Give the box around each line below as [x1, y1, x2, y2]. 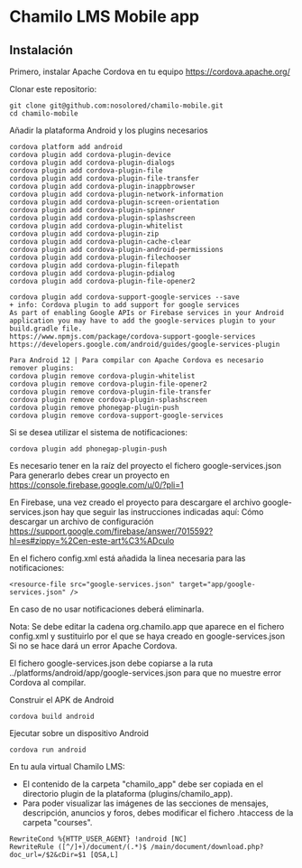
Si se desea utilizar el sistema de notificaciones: [9, 427, 188, 437]
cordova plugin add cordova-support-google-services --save [9, 293, 241, 302]
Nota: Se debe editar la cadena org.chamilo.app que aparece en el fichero [9, 621, 285, 631]
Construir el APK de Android [9, 695, 114, 705]
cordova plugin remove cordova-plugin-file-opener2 [9, 379, 207, 388]
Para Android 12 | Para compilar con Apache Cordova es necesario [9, 356, 264, 365]
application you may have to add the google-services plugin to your [9, 316, 277, 325]
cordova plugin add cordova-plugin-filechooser [9, 253, 192, 262]
